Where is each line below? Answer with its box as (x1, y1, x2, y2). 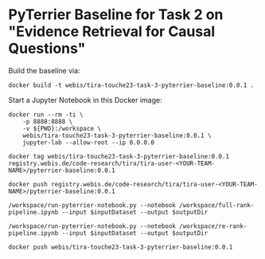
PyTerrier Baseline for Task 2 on (8, 6, 224, 24)
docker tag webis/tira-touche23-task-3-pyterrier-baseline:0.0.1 (8, 152, 229, 160)
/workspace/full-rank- (178, 201, 255, 209)
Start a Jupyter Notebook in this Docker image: (8, 95, 162, 104)
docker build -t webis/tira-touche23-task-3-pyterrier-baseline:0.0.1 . (8, 81, 255, 89)
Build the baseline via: (8, 65, 81, 75)
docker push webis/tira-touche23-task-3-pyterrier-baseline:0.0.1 (8, 243, 233, 251)
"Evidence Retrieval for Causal (8, 22, 216, 41)
